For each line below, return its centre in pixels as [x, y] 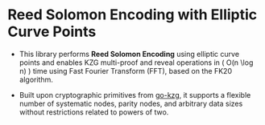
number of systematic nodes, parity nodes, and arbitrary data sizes [131, 103]
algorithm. [36, 79]
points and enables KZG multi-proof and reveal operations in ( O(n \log [136, 62]
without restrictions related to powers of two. [94, 112]
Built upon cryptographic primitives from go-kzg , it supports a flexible [135, 95]
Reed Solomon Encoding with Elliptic [132, 15]
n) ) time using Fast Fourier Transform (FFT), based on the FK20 [126, 71]
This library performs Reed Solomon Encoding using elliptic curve [129, 54]
